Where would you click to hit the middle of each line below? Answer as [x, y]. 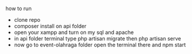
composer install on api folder [50, 26]
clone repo [27, 20]
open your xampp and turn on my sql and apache [74, 32]
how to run [19, 9]
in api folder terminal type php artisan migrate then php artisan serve [97, 38]
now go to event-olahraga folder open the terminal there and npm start [100, 45]
